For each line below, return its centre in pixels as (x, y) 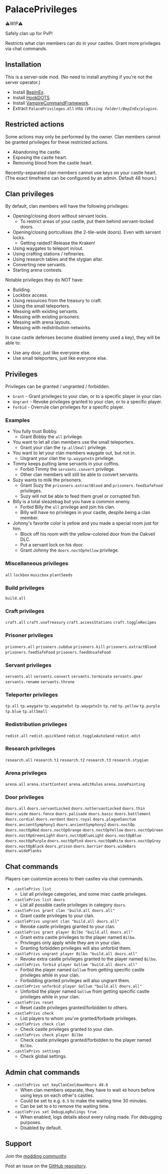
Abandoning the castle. (37, 152)
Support (18, 1144)
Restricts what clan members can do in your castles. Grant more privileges (83, 43)
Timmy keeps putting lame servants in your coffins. (66, 464)
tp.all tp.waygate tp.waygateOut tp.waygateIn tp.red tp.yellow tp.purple (83, 706)
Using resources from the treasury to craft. (57, 301)
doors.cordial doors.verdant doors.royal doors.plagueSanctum (71, 820)
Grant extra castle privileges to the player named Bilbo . (78, 937)
